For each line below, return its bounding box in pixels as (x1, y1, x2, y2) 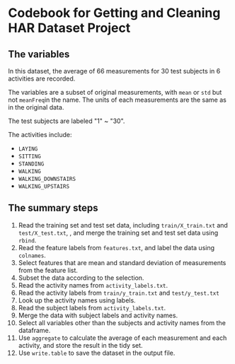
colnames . (18, 251, 47, 259)
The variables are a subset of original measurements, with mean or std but (8, 88, 222, 96)
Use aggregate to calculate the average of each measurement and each (18, 334, 227, 342)
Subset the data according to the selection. (18, 274, 144, 282)
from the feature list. (18, 266, 79, 274)
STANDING (18, 160, 45, 168)
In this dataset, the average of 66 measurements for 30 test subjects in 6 (8, 67, 221, 75)
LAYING (18, 146, 38, 153)
